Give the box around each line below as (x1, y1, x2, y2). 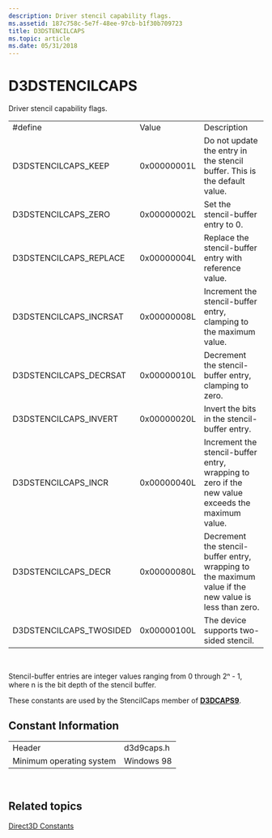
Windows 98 (124, 755, 172, 766)
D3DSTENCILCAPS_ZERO (12, 209, 111, 220)
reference (203, 262, 241, 274)
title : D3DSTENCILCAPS (8, 27, 85, 35)
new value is (203, 592, 252, 603)
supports (203, 625, 239, 636)
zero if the (203, 477, 243, 488)
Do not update (203, 135, 258, 147)
